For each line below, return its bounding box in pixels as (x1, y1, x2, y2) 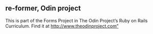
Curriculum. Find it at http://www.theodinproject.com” (5, 23, 119, 29)
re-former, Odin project (5, 4, 81, 13)
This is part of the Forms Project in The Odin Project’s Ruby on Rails (5, 17, 148, 23)
